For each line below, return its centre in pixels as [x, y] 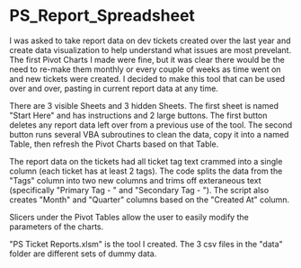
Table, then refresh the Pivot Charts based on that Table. [114, 144]
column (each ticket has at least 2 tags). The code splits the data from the [146, 171]
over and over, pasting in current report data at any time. [114, 88]
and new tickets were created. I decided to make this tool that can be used [147, 78]
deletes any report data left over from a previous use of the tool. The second [151, 125]
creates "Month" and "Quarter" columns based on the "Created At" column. [150, 200]
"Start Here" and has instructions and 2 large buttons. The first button [138, 115]
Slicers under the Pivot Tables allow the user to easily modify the [129, 217]
